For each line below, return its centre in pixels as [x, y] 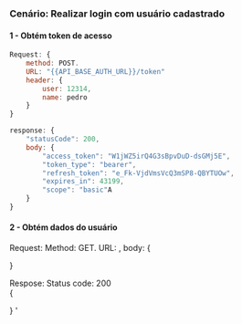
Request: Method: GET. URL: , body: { [80, 248]
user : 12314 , [67, 89]
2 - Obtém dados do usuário [63, 227]
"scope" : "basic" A [77, 190]
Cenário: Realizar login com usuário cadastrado [117, 14]
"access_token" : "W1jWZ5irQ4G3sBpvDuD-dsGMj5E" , [137, 156]
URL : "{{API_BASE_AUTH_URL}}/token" [96, 71]
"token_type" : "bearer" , [89, 164]
